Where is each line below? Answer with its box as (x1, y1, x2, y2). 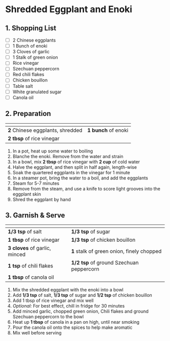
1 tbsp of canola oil (8, 274, 54, 281)
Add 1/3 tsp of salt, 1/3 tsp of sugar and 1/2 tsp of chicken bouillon (12, 292, 153, 298)
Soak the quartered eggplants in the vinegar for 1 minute (12, 169, 131, 175)
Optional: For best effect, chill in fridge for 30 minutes (12, 303, 125, 309)
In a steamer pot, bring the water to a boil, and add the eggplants (12, 175, 148, 181)
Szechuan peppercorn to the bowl (12, 314, 84, 320)
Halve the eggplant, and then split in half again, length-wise (12, 164, 137, 170)
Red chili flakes (12, 71, 45, 78)
